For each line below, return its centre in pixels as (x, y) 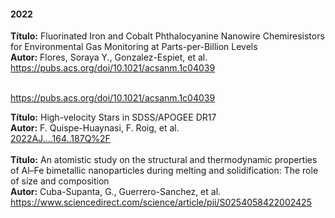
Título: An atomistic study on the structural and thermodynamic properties (164, 160)
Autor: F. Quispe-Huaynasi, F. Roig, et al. (95, 128)
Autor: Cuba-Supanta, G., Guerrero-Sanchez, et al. (116, 192)
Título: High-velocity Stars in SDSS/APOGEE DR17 (113, 117)
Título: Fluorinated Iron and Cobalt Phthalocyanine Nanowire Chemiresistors (167, 36)
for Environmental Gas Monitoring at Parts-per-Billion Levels (134, 47)
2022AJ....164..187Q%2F (60, 139)
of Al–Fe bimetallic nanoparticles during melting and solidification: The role (164, 171)
